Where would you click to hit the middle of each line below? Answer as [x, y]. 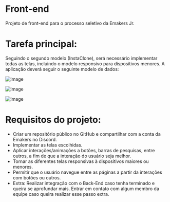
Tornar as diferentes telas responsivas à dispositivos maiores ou [81, 161]
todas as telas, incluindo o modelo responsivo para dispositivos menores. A [85, 63]
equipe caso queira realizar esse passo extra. [61, 194]
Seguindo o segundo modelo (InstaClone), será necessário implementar [81, 58]
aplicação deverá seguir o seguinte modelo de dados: [62, 69]
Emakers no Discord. [35, 139]
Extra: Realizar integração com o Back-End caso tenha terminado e [84, 183]
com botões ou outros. [37, 177]
